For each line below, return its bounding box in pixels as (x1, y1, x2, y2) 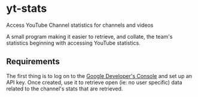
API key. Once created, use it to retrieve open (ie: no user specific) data (6, 79, 182, 86)
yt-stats (6, 2, 47, 15)
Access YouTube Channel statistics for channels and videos (6, 21, 154, 29)
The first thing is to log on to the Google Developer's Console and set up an (6, 72, 193, 79)
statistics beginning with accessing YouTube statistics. (6, 39, 141, 46)
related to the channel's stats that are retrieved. (6, 85, 123, 92)
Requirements (6, 57, 60, 67)
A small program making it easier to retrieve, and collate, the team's (6, 33, 173, 40)
